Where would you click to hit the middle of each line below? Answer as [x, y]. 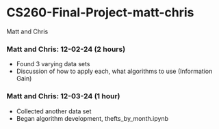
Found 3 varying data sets [53, 64]
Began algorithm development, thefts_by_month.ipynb [92, 118]
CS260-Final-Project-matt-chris [100, 13]
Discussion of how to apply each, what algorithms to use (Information [114, 71]
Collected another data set [54, 111]
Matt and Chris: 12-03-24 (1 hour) [63, 96]
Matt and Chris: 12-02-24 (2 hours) [66, 49]
